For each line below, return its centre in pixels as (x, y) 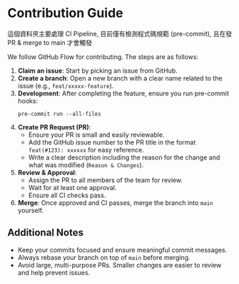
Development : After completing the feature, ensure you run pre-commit (123, 93)
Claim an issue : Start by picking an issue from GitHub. (98, 70)
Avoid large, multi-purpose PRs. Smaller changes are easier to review (119, 265)
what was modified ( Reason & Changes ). (86, 164)
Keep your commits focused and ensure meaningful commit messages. (122, 250)
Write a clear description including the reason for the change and (124, 157)
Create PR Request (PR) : (54, 127)
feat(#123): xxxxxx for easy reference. (86, 149)
